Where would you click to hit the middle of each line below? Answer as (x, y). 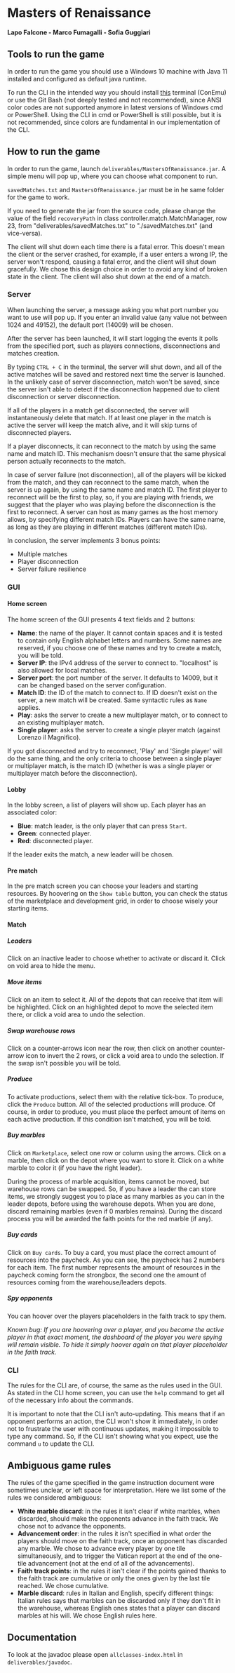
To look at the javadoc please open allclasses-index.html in (95, 1654)
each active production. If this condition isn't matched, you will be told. (109, 1119)
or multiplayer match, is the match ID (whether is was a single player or (110, 765)
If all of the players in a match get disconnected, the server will (98, 410)
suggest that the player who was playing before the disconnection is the (112, 504)
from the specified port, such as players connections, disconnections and (114, 346)
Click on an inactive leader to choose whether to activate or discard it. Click (116, 958)
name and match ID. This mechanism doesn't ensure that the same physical (117, 453)
